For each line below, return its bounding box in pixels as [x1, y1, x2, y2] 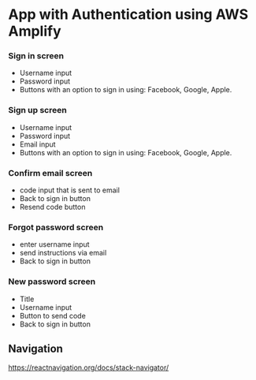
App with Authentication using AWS [8, 6, 249, 24]
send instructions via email [19, 248, 107, 258]
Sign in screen [8, 50, 65, 61]
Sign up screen [8, 105, 67, 116]
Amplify [8, 22, 61, 40]
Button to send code [19, 311, 87, 320]
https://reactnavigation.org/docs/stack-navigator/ [8, 363, 169, 372]
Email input [19, 140, 57, 149]
